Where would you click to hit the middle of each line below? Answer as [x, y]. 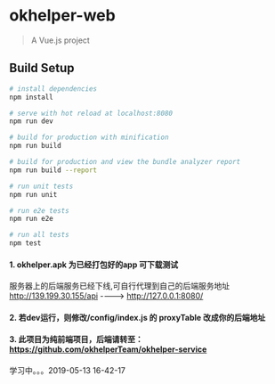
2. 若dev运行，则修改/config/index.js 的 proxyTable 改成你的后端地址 [137, 317]
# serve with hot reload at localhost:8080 [91, 113]
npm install [31, 97]
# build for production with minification [89, 138]
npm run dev [31, 121]
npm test [25, 243]
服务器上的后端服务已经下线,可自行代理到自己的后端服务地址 [120, 286]
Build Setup [42, 68]
